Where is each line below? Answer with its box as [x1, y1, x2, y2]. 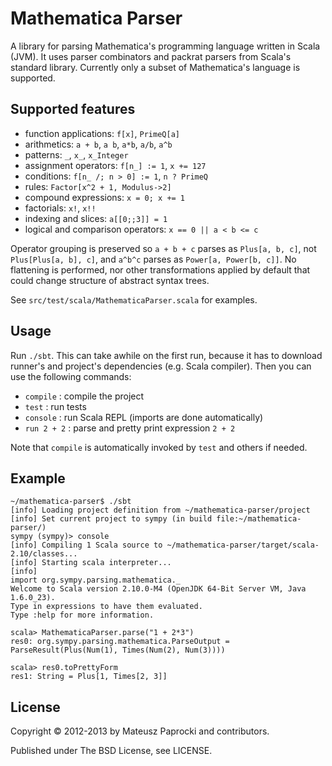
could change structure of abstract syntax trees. [10, 274, 210, 286]
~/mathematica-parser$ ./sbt [10, 497, 132, 507]
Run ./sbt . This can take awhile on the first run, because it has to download [10, 349, 323, 361]
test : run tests [24, 400, 87, 412]
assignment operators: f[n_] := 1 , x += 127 [24, 159, 207, 171]
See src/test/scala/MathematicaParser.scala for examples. [10, 293, 258, 306]
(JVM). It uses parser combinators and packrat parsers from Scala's [10, 50, 292, 62]
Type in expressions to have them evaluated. [10, 602, 203, 612]
